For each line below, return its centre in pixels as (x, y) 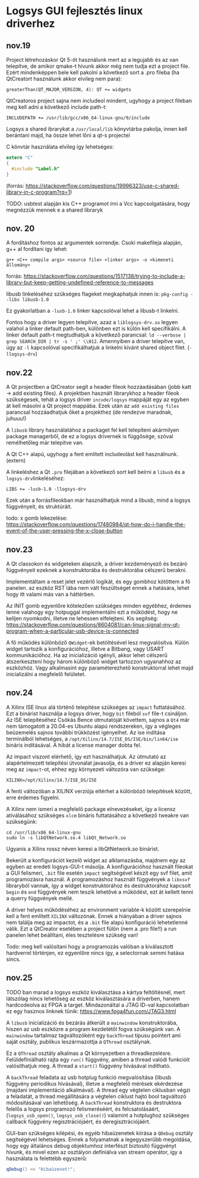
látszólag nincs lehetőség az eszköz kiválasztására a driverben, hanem (93, 998)
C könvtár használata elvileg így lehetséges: (60, 147)
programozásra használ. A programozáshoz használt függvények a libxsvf (98, 879)
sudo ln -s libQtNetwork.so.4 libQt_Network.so (66, 838)
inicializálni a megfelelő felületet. (46, 674)
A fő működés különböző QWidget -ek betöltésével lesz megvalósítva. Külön (97, 642)
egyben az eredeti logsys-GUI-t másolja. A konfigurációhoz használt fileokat (99, 866)
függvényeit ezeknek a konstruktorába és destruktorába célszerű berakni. (97, 570)
